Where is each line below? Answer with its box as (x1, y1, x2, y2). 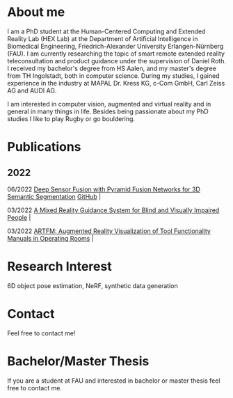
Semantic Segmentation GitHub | (7, 192, 102, 200)
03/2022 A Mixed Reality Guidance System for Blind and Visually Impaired (7, 206, 220, 214)
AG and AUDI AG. (7, 86, 57, 95)
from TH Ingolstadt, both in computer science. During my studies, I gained (7, 71, 220, 80)
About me (7, 4, 65, 20)
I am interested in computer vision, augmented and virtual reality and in (7, 99, 211, 108)
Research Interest (7, 259, 113, 275)
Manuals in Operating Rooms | (7, 234, 94, 242)
